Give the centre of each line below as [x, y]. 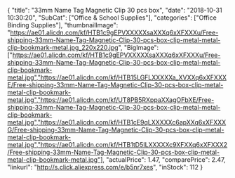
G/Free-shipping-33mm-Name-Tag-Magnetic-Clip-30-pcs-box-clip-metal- [116, 130]
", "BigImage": [139, 47]
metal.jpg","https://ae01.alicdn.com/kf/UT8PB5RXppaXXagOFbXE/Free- [111, 100]
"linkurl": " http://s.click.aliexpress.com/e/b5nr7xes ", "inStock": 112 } [105, 167]
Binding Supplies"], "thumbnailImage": [63, 25]
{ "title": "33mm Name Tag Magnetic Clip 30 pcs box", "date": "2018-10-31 [115, 10]
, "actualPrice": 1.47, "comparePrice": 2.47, [164, 160]
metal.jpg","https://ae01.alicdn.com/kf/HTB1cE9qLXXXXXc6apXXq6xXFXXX [117, 122]
